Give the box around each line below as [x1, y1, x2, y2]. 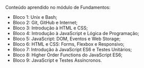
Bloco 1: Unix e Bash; [12, 14, 57, 20]
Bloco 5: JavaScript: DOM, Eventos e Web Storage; [12, 36, 121, 42]
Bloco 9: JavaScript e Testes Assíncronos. [12, 57, 102, 63]
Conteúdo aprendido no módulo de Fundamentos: [5, 5, 111, 10]
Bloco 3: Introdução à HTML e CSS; [12, 25, 88, 31]
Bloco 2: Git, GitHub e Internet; [12, 20, 78, 25]
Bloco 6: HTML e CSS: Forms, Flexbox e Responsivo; [12, 41, 125, 47]
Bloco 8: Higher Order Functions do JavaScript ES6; [12, 52, 123, 58]
